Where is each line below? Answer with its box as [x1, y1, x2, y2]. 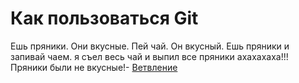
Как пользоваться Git [10, 7, 199, 30]
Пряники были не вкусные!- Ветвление [10, 61, 178, 73]
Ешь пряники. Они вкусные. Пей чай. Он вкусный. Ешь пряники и [10, 40, 290, 52]
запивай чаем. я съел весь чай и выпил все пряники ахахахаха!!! [10, 50, 289, 62]
